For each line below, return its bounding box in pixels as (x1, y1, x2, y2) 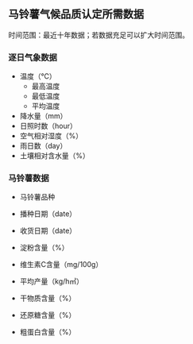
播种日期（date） (19, 209, 77, 218)
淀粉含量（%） (19, 243, 69, 253)
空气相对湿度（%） (19, 131, 83, 141)
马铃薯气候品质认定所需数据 (8, 7, 145, 21)
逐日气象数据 (8, 52, 58, 63)
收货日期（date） (19, 226, 77, 236)
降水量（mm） (19, 111, 68, 121)
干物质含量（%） (19, 293, 76, 303)
